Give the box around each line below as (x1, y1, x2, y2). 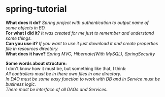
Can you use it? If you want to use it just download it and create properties (5, 40, 158, 46)
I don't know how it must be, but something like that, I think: (5, 65, 127, 72)
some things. (5, 35, 32, 41)
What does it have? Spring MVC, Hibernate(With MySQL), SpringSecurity (5, 50, 155, 57)
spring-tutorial (5, 3, 67, 15)
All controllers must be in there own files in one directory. (5, 71, 122, 76)
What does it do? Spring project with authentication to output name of (5, 20, 149, 25)
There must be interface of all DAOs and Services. (5, 86, 108, 92)
